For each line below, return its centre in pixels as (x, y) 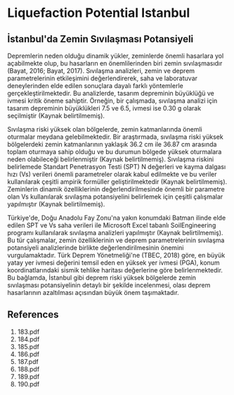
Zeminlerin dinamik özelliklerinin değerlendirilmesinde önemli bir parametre (116, 189)
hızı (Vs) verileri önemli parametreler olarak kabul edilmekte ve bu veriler (112, 174)
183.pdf (28, 332)
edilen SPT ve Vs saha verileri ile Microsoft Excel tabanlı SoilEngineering (112, 225)
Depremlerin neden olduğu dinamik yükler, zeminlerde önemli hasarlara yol (116, 56)
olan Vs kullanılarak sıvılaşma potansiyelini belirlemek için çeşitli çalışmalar (115, 196)
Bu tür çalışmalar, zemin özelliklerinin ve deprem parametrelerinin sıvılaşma (116, 240)
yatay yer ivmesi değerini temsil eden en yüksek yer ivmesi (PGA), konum (113, 263)
